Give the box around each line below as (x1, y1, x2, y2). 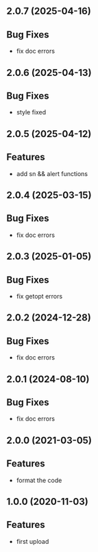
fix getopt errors (16, 292, 63, 301)
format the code (16, 476, 62, 484)
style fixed (16, 108, 47, 116)
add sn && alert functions (16, 169, 88, 177)
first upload (16, 537, 49, 545)
